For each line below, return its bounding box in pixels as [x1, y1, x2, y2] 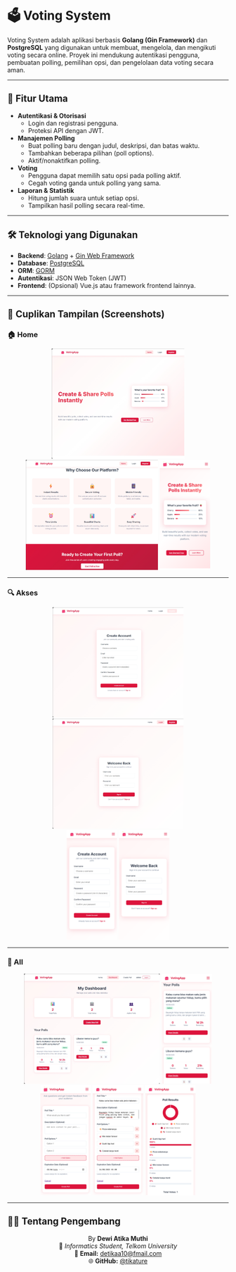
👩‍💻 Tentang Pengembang [7, 1216, 121, 1228]
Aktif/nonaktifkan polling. [27, 156, 101, 165]
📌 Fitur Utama [7, 93, 68, 105]
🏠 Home [7, 329, 39, 339]
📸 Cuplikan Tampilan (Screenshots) [7, 308, 165, 320]
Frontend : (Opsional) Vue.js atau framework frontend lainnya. [17, 281, 196, 289]
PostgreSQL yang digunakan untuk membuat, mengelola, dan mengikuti [7, 43, 216, 51]
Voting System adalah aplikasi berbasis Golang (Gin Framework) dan [7, 35, 208, 44]
